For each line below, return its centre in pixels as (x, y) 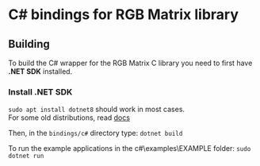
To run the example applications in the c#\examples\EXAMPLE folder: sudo (130, 149)
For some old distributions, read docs (69, 118)
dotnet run (26, 156)
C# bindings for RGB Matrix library (124, 15)
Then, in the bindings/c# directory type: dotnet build (96, 133)
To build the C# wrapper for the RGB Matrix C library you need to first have (130, 63)
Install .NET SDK (40, 91)
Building (29, 44)
